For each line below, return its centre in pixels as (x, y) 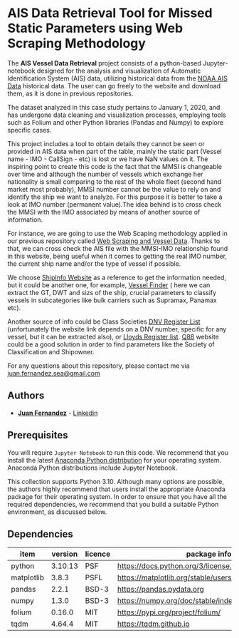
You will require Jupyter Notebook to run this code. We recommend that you (118, 452)
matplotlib (28, 577)
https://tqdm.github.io (153, 624)
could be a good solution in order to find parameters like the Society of (111, 344)
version (65, 554)
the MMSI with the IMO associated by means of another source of (104, 212)
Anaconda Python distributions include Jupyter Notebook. (92, 468)
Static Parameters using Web (95, 28)
